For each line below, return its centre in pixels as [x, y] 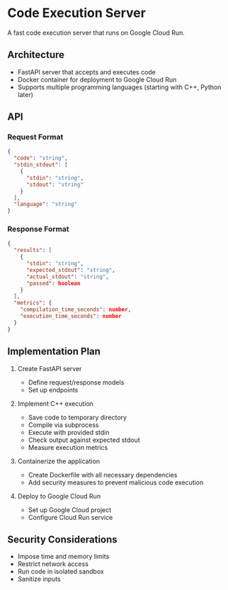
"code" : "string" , [41, 158]
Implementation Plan [54, 352]
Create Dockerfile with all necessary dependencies [103, 475]
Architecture [36, 55]
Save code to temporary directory [78, 417]
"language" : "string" [46, 204]
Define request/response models [76, 382]
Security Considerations [63, 539]
